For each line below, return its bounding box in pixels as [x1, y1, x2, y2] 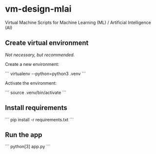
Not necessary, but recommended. [5, 52, 75, 58]
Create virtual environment [5, 39, 89, 47]
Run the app [5, 131, 42, 139]
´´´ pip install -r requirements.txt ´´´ [5, 116, 74, 122]
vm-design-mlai [5, 3, 72, 15]
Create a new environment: [5, 61, 59, 67]
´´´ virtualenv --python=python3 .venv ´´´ [5, 71, 87, 77]
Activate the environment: [5, 80, 57, 86]
